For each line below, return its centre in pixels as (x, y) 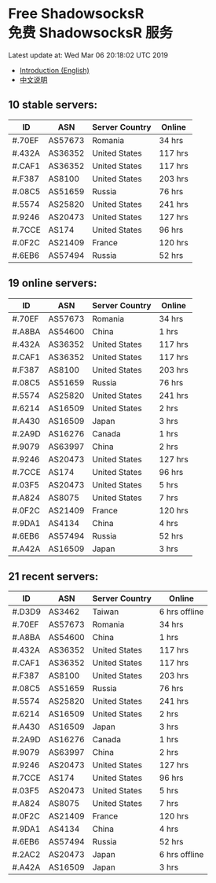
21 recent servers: (53, 576)
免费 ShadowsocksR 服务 (91, 33)
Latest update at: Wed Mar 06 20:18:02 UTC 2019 (88, 55)
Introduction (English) (55, 70)
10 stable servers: (53, 105)
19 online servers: (53, 283)
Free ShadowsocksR (76, 14)
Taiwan (106, 612)
